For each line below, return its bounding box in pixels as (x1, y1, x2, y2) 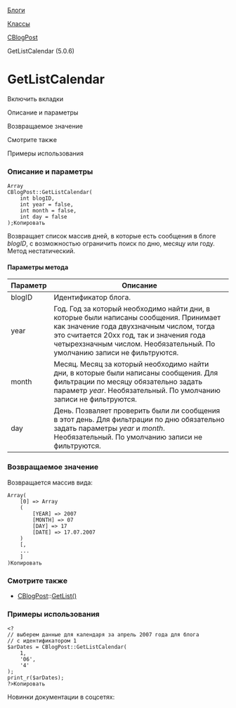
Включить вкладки (7, 94, 64, 103)
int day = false (20, 214, 68, 221)
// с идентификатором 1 (7, 638, 77, 645)
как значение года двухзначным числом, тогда (53, 321, 216, 331)
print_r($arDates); (7, 674, 65, 681)
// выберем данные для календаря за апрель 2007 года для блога (7, 631, 199, 638)
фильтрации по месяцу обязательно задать (53, 377, 202, 387)
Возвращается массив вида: (7, 478, 93, 487)
